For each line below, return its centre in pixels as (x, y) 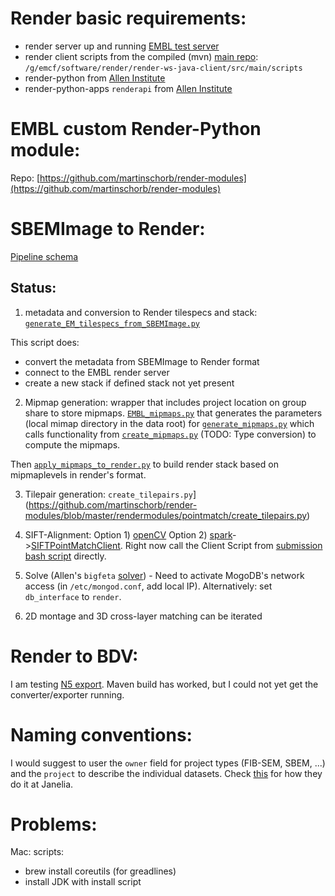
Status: (33, 288)
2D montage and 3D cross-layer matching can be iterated (143, 616)
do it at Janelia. (42, 784)
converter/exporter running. (67, 694)
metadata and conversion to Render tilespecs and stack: (141, 312)
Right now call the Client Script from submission (223, 545)
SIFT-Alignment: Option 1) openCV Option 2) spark (128, 534)
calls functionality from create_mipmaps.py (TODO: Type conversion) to (170, 434)
